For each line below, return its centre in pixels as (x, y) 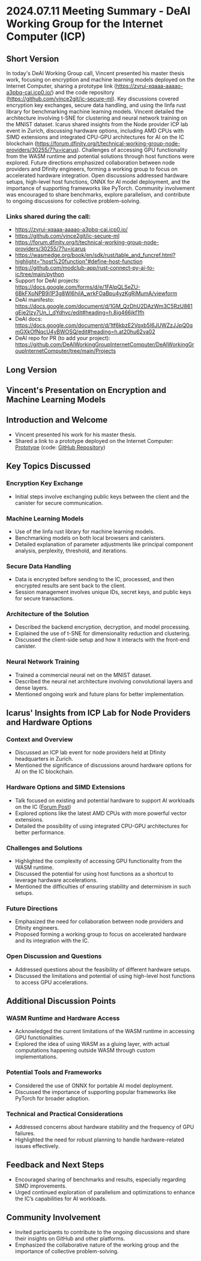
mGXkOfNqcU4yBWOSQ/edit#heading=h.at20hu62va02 (85, 332)
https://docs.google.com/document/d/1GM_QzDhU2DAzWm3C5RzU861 (104, 306)
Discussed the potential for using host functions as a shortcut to (94, 874)
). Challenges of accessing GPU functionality (132, 150)
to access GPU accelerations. (51, 982)
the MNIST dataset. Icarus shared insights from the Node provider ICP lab (97, 124)
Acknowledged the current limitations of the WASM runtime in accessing (105, 1031)
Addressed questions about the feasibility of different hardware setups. (103, 969)
